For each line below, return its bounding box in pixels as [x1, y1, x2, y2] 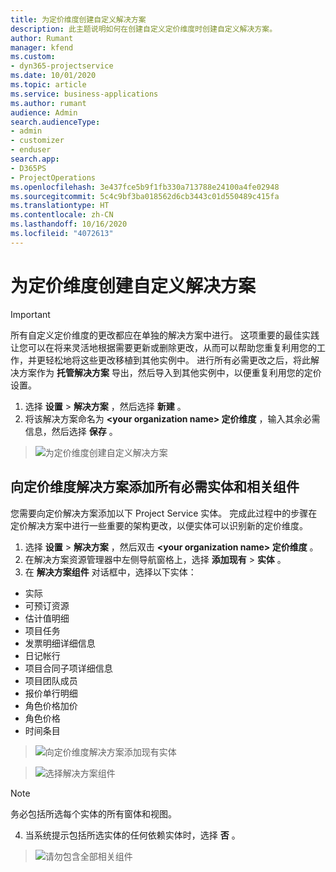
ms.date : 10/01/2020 [10, 71, 97, 81]
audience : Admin [10, 107, 78, 118]
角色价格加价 [24, 699, 78, 711]
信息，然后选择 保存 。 [24, 425, 118, 437]
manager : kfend [10, 42, 74, 53]
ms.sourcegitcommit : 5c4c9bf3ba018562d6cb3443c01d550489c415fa [10, 191, 280, 201]
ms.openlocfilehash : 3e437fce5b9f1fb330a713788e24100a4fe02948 [10, 182, 280, 192]
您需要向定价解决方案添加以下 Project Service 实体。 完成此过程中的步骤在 [10, 507, 318, 519]
